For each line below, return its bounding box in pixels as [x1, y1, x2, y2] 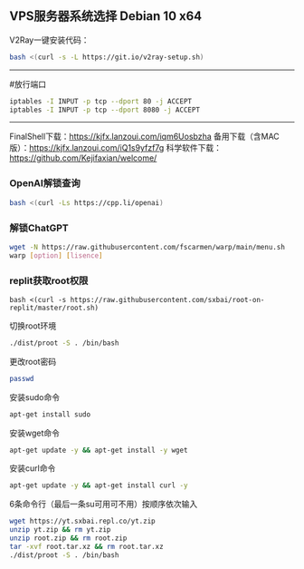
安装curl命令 [9, 463, 56, 474]
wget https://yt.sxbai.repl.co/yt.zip [9, 516, 156, 526]
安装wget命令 [9, 427, 61, 438]
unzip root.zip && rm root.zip [9, 534, 128, 543]
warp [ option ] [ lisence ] [9, 250, 103, 260]
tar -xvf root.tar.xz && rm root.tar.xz [9, 542, 165, 551]
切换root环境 [9, 320, 57, 331]
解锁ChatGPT [9, 221, 70, 234]
